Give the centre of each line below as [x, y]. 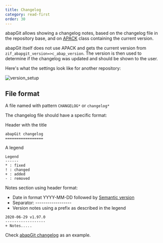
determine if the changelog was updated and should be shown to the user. [81, 59]
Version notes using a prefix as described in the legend [69, 208]
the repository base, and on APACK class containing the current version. [79, 38]
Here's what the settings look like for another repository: [63, 68]
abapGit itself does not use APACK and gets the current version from [76, 48]
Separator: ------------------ [42, 203]
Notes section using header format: [42, 188]
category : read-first [28, 14]
